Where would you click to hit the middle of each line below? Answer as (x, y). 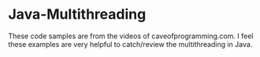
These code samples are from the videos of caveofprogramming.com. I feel (131, 36)
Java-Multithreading (77, 14)
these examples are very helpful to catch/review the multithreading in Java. (130, 44)
